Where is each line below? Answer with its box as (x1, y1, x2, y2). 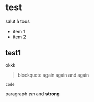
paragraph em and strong (5, 91, 60, 97)
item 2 (12, 34, 27, 40)
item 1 (12, 28, 26, 34)
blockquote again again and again (17, 72, 89, 78)
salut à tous (5, 18, 30, 24)
